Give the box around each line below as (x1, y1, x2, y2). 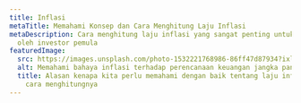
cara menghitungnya (25, 80, 99, 89)
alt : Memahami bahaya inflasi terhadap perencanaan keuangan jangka (17, 64, 279, 73)
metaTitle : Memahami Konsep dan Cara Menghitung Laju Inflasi (9, 21, 246, 30)
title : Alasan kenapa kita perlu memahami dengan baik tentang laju (17, 72, 279, 81)
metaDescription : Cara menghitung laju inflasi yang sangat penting (9, 30, 271, 39)
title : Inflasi (9, 13, 66, 22)
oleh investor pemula (17, 38, 99, 47)
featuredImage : (9, 47, 66, 56)
